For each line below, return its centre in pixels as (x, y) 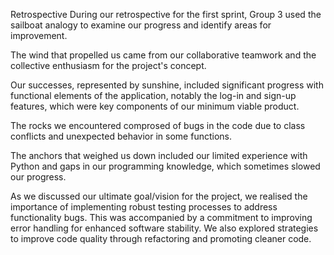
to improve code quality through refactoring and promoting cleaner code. (161, 238)
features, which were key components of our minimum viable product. (155, 106)
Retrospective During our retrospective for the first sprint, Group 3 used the (166, 14)
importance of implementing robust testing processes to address (144, 207)
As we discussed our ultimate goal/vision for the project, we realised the (159, 196)
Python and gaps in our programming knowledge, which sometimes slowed (165, 166)
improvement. (39, 35)
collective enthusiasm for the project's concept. (108, 65)
